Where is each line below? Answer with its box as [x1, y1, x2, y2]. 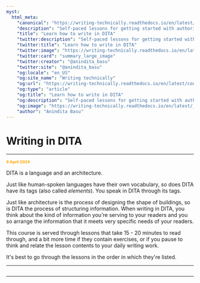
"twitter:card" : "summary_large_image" [17, 53, 116, 59]
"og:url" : [17, 81, 42, 87]
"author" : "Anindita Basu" [17, 108, 84, 114]
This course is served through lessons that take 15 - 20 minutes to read [6, 229, 181, 237]
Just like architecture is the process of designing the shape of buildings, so [6, 199, 190, 206]
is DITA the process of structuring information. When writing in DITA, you [6, 205, 185, 212]
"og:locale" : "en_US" [17, 70, 70, 76]
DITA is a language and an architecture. [6, 169, 103, 176]
